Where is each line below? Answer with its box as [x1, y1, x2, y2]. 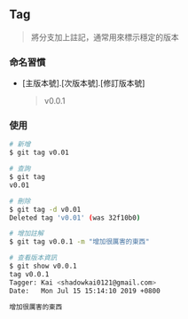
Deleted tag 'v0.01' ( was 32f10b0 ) [9, 213, 141, 222]
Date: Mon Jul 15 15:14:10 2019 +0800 [9, 286, 161, 295]
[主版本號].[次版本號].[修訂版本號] [21, 78, 145, 89]
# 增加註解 [9, 230, 44, 238]
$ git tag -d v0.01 [9, 205, 82, 214]
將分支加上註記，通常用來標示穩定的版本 [30, 31, 179, 43]
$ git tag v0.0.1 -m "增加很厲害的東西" [9, 237, 150, 246]
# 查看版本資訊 [9, 253, 58, 262]
